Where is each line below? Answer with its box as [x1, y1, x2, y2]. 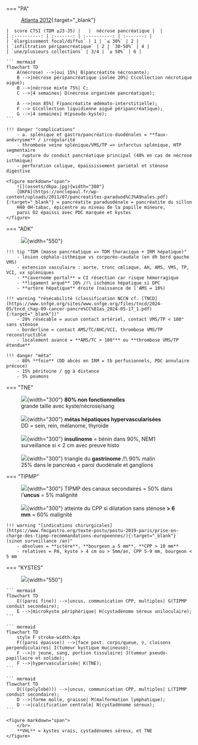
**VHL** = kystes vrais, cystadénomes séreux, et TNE [17, 728, 152, 734]
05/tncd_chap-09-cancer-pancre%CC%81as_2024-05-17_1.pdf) [6, 306, 152, 312]
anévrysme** [6, 137, 36, 143]
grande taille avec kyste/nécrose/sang [21, 403, 114, 409]
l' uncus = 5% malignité [21, 492, 78, 498]
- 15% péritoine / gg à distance [17, 368, 100, 374]
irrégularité [43, 137, 76, 143]
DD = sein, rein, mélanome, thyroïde [21, 422, 109, 429]
